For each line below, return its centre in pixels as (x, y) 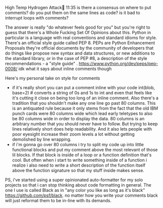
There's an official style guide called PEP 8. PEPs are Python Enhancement (80, 43)
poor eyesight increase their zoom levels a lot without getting (73, 134)
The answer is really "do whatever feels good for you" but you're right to (78, 27)
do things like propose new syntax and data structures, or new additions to (80, 53)
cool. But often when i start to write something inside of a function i (80, 160)
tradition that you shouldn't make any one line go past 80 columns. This (84, 103)
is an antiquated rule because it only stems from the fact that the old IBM (85, 108)
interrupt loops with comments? (37, 18)
